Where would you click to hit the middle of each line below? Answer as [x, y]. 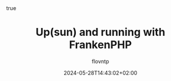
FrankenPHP [100, 45]
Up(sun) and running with [100, 32]
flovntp [100, 61]
